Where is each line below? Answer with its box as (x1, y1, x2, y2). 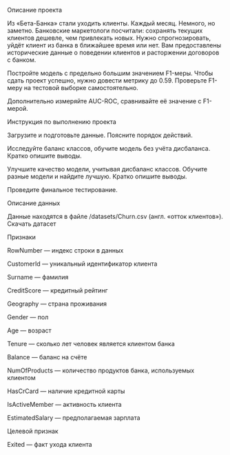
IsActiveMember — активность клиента (7, 401, 122, 408)
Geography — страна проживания (7, 299, 107, 308)
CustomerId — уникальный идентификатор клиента (7, 260, 158, 268)
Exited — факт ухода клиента (7, 441, 92, 448)
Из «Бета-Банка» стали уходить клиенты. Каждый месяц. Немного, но (7, 19, 216, 27)
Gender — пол (7, 313, 49, 321)
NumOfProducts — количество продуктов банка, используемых (7, 366, 195, 374)
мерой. (7, 105, 29, 112)
